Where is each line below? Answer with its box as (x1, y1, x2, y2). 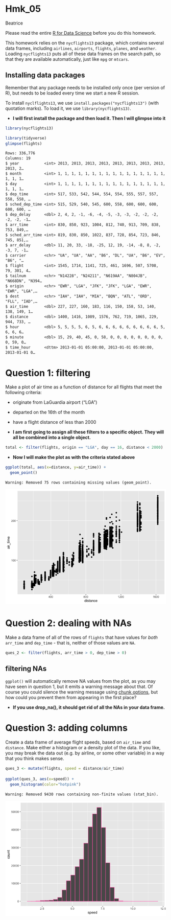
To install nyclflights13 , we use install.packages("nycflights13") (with (5, 100, 159, 106)
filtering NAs (5, 664, 47, 673)
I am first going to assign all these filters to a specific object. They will (12, 429, 164, 435)
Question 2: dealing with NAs (5, 617, 132, 629)
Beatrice (5, 20, 23, 26)
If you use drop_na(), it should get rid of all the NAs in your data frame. (12, 704, 165, 710)
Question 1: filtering (5, 367, 91, 379)
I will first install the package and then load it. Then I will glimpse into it (12, 115, 166, 121)
